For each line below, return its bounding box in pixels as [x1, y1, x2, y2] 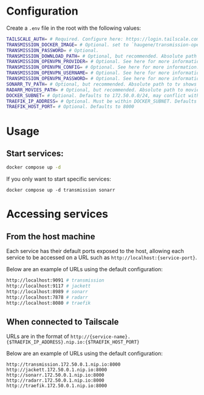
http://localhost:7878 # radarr [6, 294, 88, 300]
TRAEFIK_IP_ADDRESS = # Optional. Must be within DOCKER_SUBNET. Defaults [6, 98, 197, 104]
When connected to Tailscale [6, 317, 119, 327]
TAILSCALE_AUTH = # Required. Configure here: [6, 36, 123, 42]
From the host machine [6, 231, 95, 241]
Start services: [6, 148, 64, 158]
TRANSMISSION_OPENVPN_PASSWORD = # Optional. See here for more [6, 76, 170, 82]
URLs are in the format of [6, 333, 70, 340]
